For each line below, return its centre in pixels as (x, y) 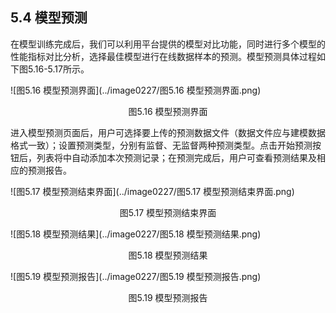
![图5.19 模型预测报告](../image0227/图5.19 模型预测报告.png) (136, 276)
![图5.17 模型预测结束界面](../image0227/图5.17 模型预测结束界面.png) (152, 191)
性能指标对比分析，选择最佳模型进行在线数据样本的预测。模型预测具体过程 (163, 56)
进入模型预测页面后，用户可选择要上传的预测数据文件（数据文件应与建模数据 (168, 132)
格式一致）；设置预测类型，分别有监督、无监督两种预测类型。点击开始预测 (161, 145)
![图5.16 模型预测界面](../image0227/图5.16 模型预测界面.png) (136, 90)
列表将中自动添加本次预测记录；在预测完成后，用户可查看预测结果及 (176, 157)
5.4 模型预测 (49, 18)
